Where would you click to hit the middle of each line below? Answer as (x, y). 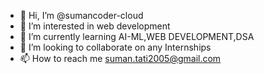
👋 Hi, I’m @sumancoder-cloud (81, 15)
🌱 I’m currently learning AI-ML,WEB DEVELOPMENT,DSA (137, 36)
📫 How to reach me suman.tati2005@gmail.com (120, 58)
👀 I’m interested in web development (95, 26)
